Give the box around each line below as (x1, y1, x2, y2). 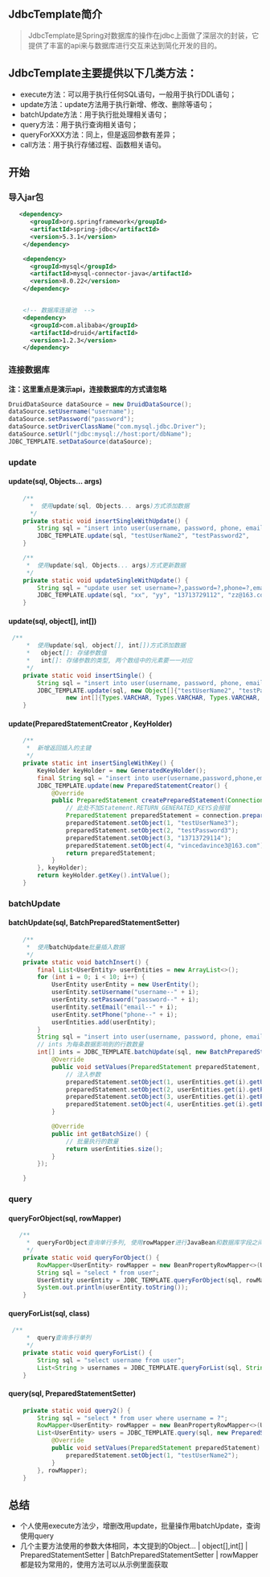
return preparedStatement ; (65, 848, 157, 857)
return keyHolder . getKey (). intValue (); (37, 872, 171, 880)
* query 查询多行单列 (26, 1334, 92, 1342)
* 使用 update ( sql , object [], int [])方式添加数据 (26, 642, 186, 650)
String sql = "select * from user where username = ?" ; (37, 1414, 228, 1422)
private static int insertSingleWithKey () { (22, 759, 174, 767)
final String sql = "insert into (37, 774, 149, 782)
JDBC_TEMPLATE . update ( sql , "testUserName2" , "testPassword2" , (37, 532, 250, 540)
